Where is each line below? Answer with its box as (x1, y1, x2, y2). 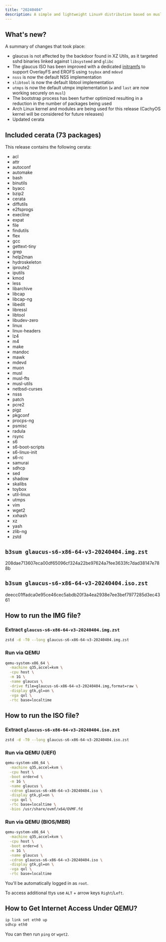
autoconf (12, 164, 31, 170)
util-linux (12, 491, 31, 497)
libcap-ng (12, 296, 33, 302)
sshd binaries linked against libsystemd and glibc (12, 58, 114, 65)
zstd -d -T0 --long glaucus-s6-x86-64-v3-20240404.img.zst (5, 637, 129, 642)
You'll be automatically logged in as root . (5, 880, 89, 886)
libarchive (12, 286, 33, 292)
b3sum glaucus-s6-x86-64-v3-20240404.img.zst (5, 548, 148, 555)
